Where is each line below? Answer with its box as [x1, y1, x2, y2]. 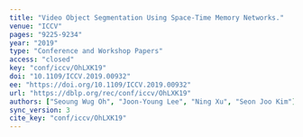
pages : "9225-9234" [9, 30, 83, 39]
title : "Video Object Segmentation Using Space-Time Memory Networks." [9, 13, 284, 23]
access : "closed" [9, 55, 75, 64]
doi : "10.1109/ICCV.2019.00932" [9, 72, 131, 81]
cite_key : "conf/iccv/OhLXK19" [9, 114, 127, 123]
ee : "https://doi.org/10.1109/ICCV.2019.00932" [9, 80, 192, 89]
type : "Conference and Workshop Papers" [9, 47, 164, 56]
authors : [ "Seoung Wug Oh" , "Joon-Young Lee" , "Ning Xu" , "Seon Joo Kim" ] [9, 96, 297, 106]
